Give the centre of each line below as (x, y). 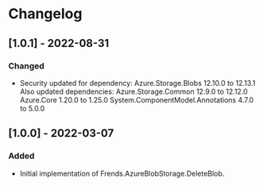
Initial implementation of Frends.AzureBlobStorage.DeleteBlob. (122, 173)
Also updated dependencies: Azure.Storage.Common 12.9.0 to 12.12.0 (133, 91)
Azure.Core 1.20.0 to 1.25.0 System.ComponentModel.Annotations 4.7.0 (137, 99)
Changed (27, 66)
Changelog (45, 14)
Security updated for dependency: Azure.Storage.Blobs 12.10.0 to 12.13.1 (137, 83)
